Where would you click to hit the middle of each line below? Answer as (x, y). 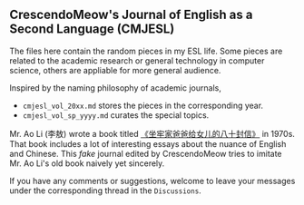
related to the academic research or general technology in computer (137, 60)
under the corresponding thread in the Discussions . (105, 190)
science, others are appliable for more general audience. (115, 70)
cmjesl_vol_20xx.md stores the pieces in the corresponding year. (143, 105)
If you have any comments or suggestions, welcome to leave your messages (152, 181)
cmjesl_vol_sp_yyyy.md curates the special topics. (116, 115)
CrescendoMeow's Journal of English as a (131, 15)
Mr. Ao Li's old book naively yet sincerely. (87, 163)
